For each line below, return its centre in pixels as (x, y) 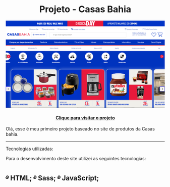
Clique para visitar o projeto (85, 118)
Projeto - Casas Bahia (85, 9)
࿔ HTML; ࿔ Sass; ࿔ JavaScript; (52, 178)
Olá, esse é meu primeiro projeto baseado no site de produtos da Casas (80, 129)
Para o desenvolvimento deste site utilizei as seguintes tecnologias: (76, 159)
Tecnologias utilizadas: (30, 149)
